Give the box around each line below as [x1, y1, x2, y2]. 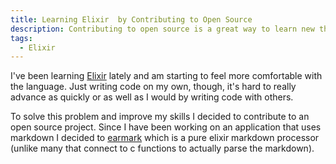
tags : [10, 33, 33, 43]
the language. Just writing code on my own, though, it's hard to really [10, 81, 297, 93]
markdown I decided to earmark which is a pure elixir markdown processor [10, 132, 320, 144]
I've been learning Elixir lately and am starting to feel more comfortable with [10, 70, 323, 82]
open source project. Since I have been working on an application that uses [10, 121, 322, 133]
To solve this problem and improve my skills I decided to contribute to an [10, 111, 310, 123]
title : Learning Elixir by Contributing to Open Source [10, 14, 253, 25]
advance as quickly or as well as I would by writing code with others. [10, 91, 294, 103]
